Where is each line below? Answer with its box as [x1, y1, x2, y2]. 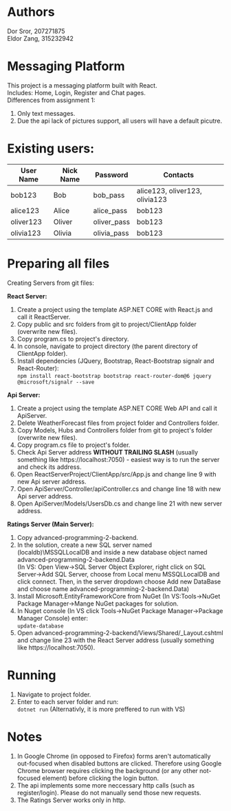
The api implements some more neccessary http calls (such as [16, 781, 195, 790]
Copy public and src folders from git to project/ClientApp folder [16, 320, 197, 328]
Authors [7, 4, 55, 20]
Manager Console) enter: [16, 614, 88, 622]
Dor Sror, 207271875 [7, 27, 65, 35]
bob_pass [93, 190, 125, 200]
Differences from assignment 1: [7, 96, 96, 104]
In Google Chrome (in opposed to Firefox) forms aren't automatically [16, 752, 211, 760]
